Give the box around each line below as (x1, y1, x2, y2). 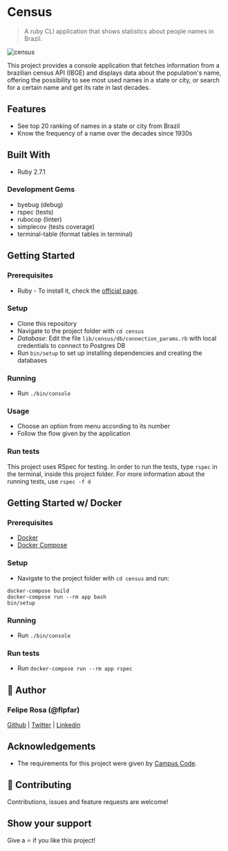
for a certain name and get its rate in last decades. (7, 83, 151, 91)
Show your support (7, 818, 92, 830)
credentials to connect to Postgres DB (17, 341, 126, 349)
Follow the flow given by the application (17, 430, 131, 438)
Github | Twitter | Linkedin (7, 721, 81, 729)
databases (17, 356, 48, 364)
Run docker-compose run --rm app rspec (17, 664, 133, 672)
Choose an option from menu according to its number (17, 422, 171, 430)
